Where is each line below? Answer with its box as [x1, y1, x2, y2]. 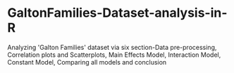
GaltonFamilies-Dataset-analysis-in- [7, 5, 228, 21]
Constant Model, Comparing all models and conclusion [7, 58, 167, 66]
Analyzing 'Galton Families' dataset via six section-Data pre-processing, [7, 43, 217, 51]
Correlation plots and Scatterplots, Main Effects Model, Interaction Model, [7, 51, 221, 59]
